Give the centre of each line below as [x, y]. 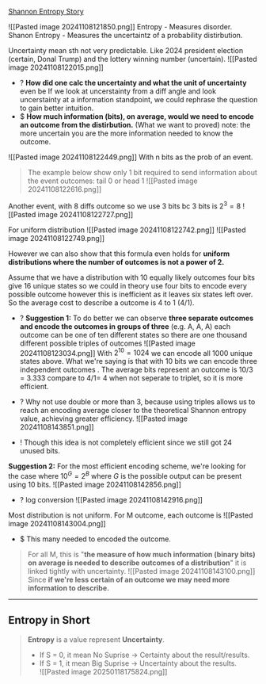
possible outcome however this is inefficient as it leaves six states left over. [131, 294]
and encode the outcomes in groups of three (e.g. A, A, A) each [125, 326]
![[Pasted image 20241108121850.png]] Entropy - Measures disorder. [120, 27]
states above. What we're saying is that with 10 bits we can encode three [138, 361]
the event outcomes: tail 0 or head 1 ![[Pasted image [112, 181]
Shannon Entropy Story [46, 11]
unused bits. [40, 451]
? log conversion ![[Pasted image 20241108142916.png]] [111, 499]
